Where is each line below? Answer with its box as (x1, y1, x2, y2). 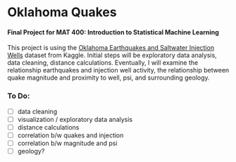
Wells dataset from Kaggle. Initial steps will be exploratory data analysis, (7, 51, 217, 60)
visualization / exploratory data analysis (17, 115, 132, 123)
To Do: (7, 91, 30, 101)
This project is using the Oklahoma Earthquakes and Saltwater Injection (7, 44, 215, 52)
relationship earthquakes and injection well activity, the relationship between (7, 66, 230, 75)
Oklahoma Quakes (7, 4, 118, 20)
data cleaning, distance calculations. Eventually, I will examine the (7, 58, 199, 67)
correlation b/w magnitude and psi (17, 139, 118, 147)
